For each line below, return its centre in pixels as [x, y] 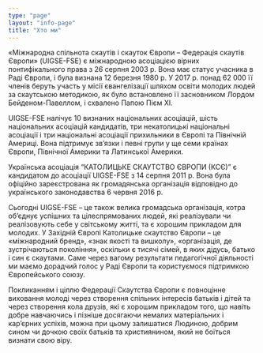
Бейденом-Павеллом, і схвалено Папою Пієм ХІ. [91, 103]
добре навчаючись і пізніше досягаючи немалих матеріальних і [116, 315]
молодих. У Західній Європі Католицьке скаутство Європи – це [115, 233]
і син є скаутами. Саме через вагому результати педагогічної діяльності [131, 258]
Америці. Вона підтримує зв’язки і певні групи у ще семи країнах [118, 144]
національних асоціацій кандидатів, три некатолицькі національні [119, 126]
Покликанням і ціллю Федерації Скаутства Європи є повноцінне [117, 290]
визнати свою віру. [40, 340]
